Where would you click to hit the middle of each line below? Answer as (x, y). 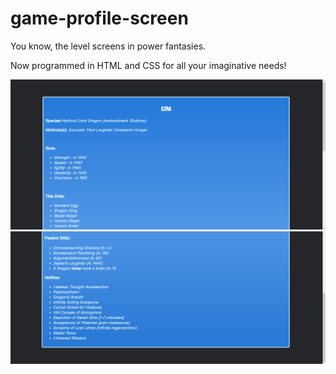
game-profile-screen (99, 18)
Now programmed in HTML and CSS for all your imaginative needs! (148, 65)
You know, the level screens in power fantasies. (108, 46)
